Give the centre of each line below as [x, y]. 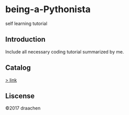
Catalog [18, 68]
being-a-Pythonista [48, 9]
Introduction [25, 39]
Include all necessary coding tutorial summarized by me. [64, 51]
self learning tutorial [26, 23]
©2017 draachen [23, 108]
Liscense [20, 96]
